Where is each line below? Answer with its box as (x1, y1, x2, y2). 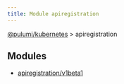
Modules (7, 50, 47, 62)
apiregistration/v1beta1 (17, 68, 83, 78)
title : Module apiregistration (7, 10, 99, 18)
